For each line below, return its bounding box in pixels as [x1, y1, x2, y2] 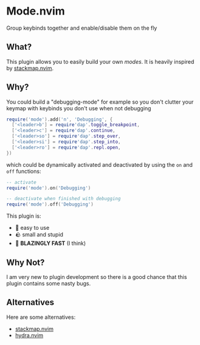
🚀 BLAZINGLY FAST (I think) [15, 239, 86, 247]
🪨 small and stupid [15, 231, 64, 238]
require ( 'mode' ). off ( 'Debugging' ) [6, 201, 94, 207]
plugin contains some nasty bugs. [6, 280, 91, 287]
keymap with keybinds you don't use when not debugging [6, 104, 151, 112]
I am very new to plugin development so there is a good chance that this [6, 273, 187, 280]
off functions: [6, 167, 41, 175]
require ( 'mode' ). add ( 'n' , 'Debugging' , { [6, 116, 113, 122]
